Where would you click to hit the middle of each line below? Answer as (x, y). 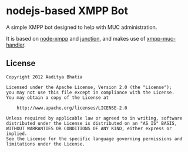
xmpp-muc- (161, 38)
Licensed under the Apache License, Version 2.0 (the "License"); (89, 87)
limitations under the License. (46, 144)
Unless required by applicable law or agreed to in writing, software (94, 118)
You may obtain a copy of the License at (58, 98)
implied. (17, 134)
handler (15, 45)
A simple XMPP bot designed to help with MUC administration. (82, 27)
